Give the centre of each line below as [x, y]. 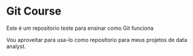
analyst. [16, 46]
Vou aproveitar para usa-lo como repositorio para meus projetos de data [97, 40]
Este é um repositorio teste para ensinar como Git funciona [80, 28]
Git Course [34, 11]
